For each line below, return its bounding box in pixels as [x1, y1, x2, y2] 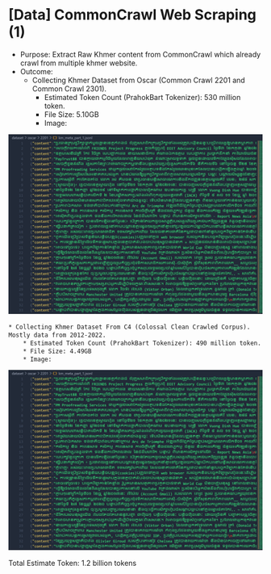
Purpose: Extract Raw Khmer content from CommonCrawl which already [19, 49, 261, 59]
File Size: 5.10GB [44, 109, 99, 119]
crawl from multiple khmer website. [19, 58, 138, 68]
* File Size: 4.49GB [23, 347, 92, 356]
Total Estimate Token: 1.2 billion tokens [8, 558, 137, 568]
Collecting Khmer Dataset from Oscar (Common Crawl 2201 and [31, 75, 246, 85]
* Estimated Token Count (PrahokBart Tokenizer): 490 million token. [23, 339, 262, 348]
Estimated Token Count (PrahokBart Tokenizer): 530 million [44, 92, 241, 102]
